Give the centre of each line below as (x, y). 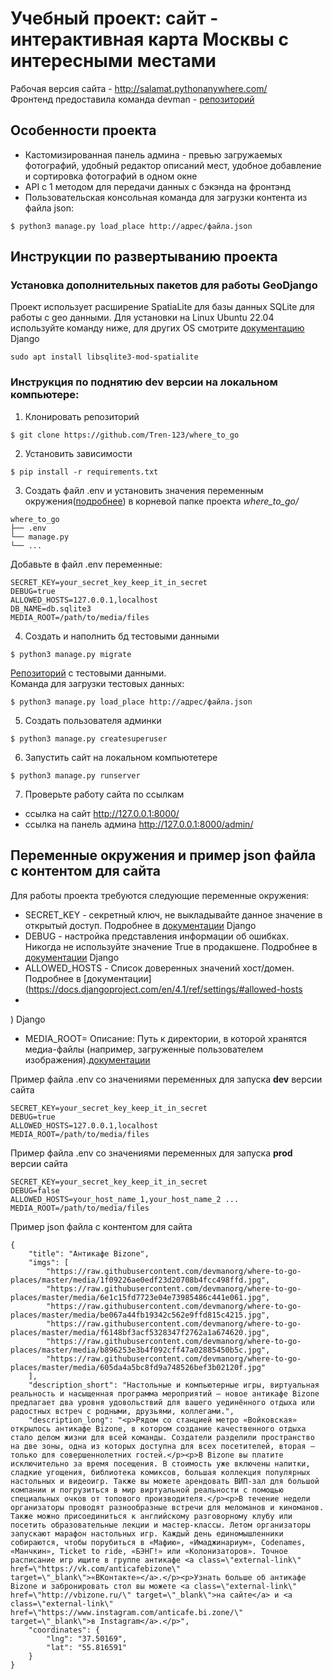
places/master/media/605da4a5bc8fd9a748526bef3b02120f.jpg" (138, 1367)
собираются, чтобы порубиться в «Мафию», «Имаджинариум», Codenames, (158, 1542)
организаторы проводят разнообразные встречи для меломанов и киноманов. (167, 1507)
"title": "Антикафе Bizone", (89, 1253)
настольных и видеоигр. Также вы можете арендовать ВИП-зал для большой (165, 1481)
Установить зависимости (78, 453)
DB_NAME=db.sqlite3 (51, 608)
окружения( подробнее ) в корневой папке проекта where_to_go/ (161, 501)
